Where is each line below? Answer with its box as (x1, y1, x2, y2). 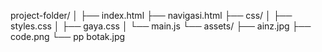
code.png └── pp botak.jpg (10, 31, 126, 42)
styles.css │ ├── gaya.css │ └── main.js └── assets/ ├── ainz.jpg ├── (10, 20, 312, 32)
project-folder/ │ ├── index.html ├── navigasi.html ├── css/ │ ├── (10, 10, 293, 21)
